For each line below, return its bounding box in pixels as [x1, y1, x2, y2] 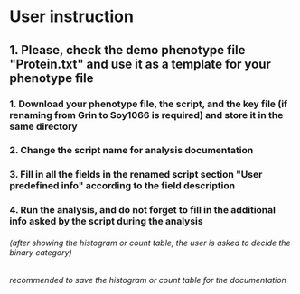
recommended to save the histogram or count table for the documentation [9, 275, 286, 286]
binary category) [9, 246, 72, 258]
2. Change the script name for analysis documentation [9, 144, 254, 157]
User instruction [9, 6, 134, 27]
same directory [9, 120, 79, 133]
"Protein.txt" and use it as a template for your [9, 56, 271, 71]
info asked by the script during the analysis [9, 215, 203, 227]
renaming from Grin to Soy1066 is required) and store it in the [9, 108, 284, 121]
